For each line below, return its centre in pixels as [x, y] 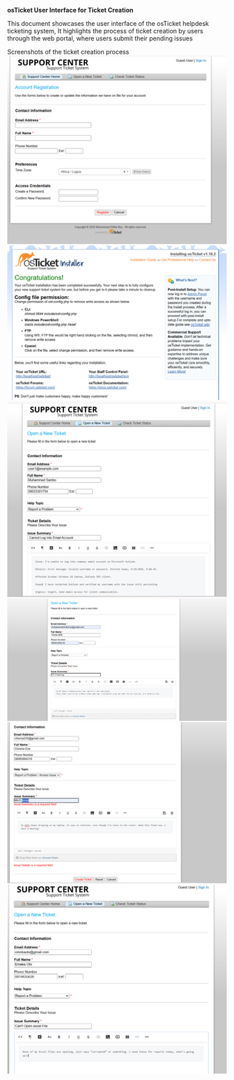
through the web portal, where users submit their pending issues [100, 38]
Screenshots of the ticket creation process [68, 52]
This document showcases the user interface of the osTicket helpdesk [108, 23]
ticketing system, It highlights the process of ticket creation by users [105, 31]
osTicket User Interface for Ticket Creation [70, 10]
